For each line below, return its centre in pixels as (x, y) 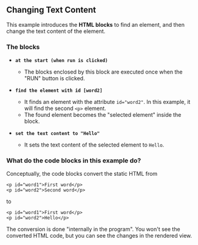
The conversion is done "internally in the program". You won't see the (93, 229)
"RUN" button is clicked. (54, 78)
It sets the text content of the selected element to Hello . (94, 145)
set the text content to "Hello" (57, 134)
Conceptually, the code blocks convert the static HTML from (82, 174)
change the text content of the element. (56, 31)
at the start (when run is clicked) (61, 61)
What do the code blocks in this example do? (74, 160)
